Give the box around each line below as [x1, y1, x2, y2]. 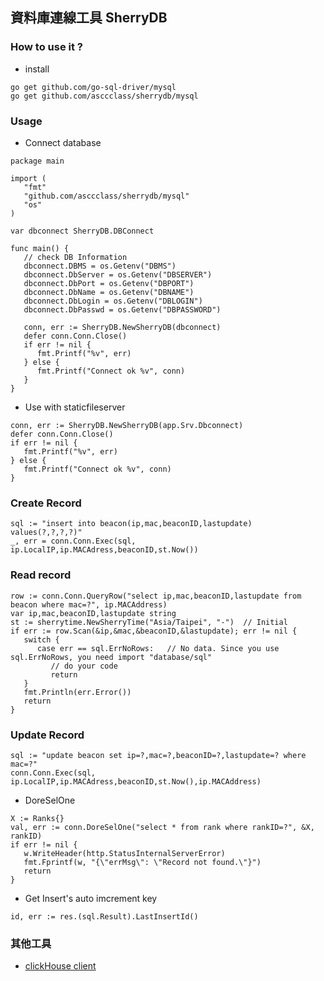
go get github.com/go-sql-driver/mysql [10, 82, 177, 92]
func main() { [10, 243, 70, 253]
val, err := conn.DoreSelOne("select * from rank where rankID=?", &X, [10, 822, 315, 832]
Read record [10, 568, 72, 582]
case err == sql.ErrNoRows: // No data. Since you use [36, 643, 280, 653]
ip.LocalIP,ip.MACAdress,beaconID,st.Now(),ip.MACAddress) [10, 776, 262, 787]
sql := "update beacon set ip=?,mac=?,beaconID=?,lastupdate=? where [10, 750, 307, 760]
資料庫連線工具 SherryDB [10, 9, 168, 27]
